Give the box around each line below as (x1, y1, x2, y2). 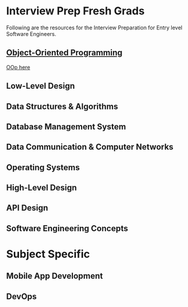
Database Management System (6, 121, 126, 132)
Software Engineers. (6, 30, 57, 37)
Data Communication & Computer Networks (6, 142, 174, 152)
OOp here (6, 63, 31, 71)
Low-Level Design (6, 81, 75, 91)
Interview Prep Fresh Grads (6, 4, 145, 18)
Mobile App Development (6, 271, 103, 281)
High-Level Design (6, 183, 77, 193)
